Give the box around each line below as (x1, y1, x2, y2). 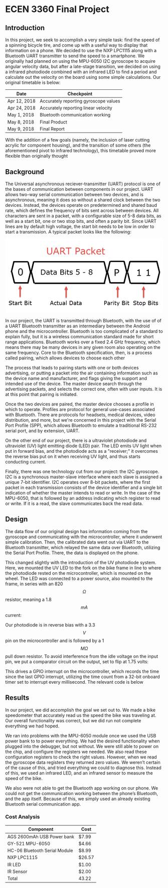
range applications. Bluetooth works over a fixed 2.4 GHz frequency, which (5, 339, 160, 345)
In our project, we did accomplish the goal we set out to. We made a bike (5, 707, 156, 713)
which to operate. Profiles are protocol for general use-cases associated (5, 406, 155, 412)
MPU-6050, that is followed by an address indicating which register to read (5, 495, 160, 501)
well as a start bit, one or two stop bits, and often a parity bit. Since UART (5, 218, 157, 224)
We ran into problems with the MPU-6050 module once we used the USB (5, 732, 156, 738)
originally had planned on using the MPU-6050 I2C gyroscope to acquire (5, 58, 155, 64)
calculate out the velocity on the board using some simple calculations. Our (5, 74, 161, 80)
